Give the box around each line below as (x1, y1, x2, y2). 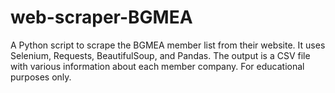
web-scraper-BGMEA (10, 6, 193, 29)
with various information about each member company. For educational (10, 60, 305, 72)
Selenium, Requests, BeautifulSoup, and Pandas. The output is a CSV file (10, 49, 311, 61)
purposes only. (10, 71, 72, 83)
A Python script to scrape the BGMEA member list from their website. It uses (10, 39, 326, 51)
